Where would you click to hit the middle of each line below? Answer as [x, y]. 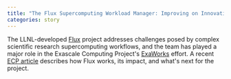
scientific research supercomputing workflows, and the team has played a [112, 46]
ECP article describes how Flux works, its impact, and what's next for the [111, 61]
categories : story [33, 20]
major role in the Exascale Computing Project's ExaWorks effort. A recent [111, 53]
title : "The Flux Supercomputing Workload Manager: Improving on [102, 13]
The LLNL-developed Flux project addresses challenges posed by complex [113, 39]
